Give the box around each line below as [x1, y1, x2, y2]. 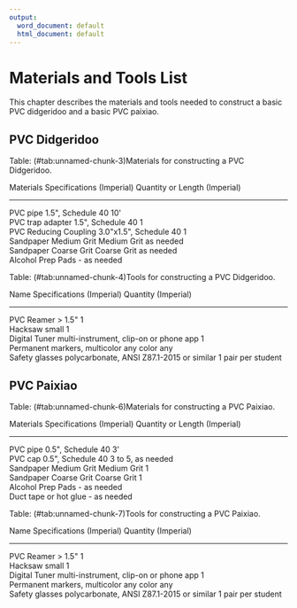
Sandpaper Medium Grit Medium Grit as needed [9, 236, 184, 246]
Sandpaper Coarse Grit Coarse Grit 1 [9, 472, 143, 483]
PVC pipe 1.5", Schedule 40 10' [9, 207, 122, 218]
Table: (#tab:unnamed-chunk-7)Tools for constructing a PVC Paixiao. [9, 508, 261, 518]
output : [9, 12, 38, 22]
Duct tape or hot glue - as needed [9, 491, 133, 502]
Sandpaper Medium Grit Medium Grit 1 [9, 463, 148, 473]
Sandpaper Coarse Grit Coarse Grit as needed [9, 246, 178, 256]
